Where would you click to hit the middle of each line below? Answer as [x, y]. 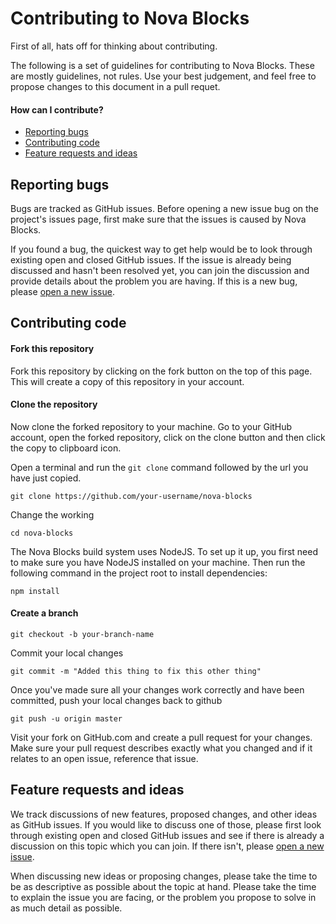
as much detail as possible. [66, 908]
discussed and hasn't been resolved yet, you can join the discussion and [160, 270]
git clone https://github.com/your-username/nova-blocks [131, 496]
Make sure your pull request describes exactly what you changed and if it [161, 748]
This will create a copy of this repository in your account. [127, 381]
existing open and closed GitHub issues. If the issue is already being [151, 259]
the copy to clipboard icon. [66, 448]
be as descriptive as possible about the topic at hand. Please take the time [163, 886]
